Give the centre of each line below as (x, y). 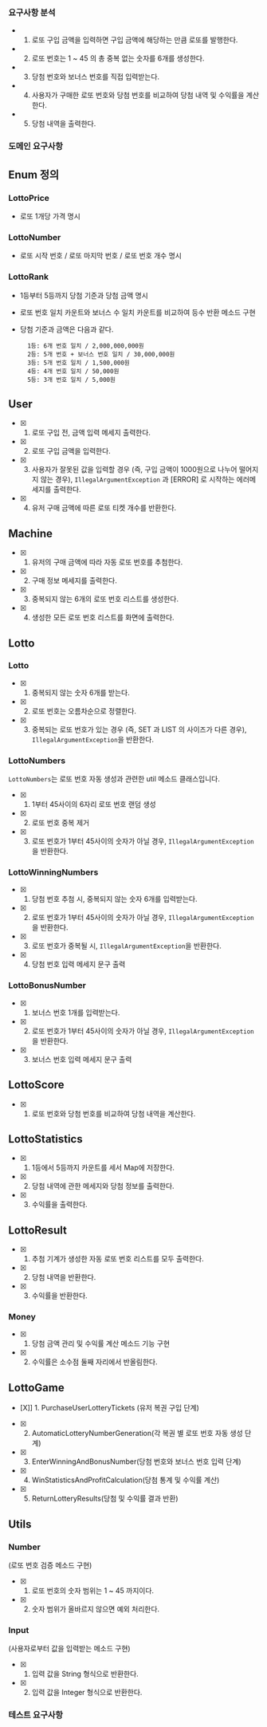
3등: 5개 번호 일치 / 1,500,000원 (79, 363)
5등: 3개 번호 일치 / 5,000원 (71, 380)
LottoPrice (29, 198)
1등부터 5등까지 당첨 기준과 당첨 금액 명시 (84, 295)
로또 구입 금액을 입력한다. (71, 451)
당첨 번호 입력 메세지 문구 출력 (79, 964)
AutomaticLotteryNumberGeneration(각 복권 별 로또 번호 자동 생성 (137, 1434)
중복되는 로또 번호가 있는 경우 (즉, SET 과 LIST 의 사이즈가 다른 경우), (139, 729)
